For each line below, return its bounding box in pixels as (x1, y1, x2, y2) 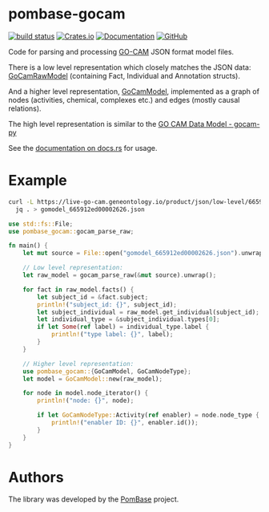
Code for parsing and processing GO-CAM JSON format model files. (8, 47, 235, 56)
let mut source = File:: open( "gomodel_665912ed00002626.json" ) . (22, 250, 242, 258)
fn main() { (8, 242, 48, 250)
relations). (8, 104, 42, 113)
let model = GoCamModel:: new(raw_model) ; (22, 375, 163, 383)
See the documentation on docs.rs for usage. (8, 143, 158, 152)
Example (8, 172, 67, 189)
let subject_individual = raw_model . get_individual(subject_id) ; (37, 308, 260, 316)
